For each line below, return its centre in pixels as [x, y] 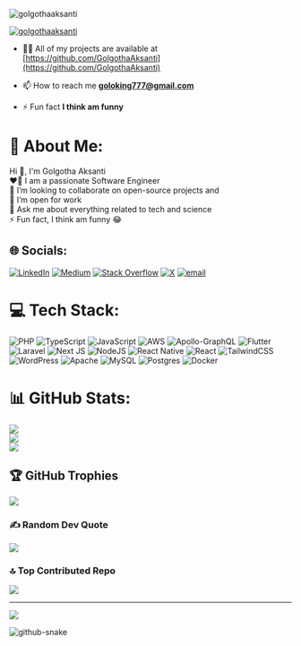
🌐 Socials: [39, 251]
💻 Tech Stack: [64, 310]
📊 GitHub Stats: [70, 398]
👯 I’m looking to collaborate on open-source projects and [114, 190]
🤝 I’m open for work [46, 199]
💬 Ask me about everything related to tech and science [111, 209]
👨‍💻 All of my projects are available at [90, 48]
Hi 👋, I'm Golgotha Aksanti [57, 171]
